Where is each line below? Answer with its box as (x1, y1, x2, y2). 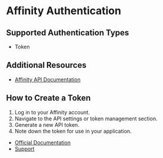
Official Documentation (14, 139, 71, 146)
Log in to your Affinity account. (14, 108, 90, 116)
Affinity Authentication (6, 4, 122, 18)
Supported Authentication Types (6, 28, 129, 38)
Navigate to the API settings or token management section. (14, 115, 158, 122)
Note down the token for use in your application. (14, 127, 132, 134)
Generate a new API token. (14, 121, 79, 128)
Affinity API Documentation (14, 75, 81, 83)
